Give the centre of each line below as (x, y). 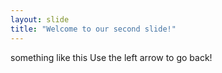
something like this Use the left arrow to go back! (111, 57)
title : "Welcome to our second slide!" (93, 29)
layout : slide (40, 19)
